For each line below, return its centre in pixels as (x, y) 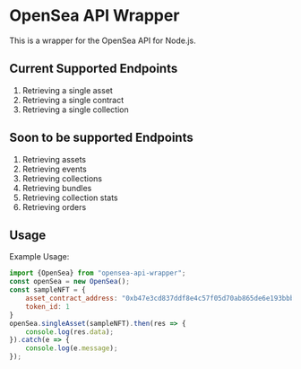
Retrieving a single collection (75, 110)
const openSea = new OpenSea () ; (69, 282)
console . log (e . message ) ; (72, 348)
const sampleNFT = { (48, 290)
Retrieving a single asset (68, 90)
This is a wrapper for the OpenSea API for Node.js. (103, 40)
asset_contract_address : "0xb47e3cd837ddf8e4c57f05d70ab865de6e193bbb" (162, 298)
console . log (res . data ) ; (70, 332)
